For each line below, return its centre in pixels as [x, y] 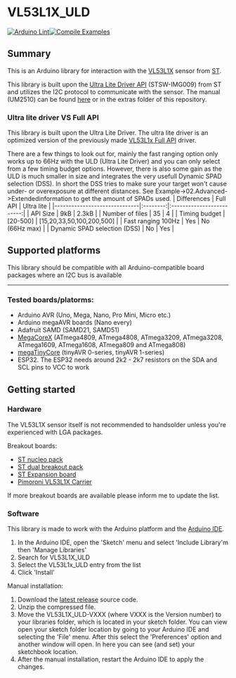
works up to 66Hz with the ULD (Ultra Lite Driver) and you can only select [114, 162]
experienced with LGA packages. [55, 432]
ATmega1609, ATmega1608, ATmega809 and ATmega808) [101, 345]
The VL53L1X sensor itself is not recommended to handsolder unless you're [117, 424]
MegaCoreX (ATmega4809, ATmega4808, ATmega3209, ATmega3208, [120, 337]
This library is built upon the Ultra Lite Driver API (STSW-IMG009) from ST [114, 84]
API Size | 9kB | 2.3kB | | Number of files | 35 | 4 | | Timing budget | [128, 214]
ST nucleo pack [40, 459]
